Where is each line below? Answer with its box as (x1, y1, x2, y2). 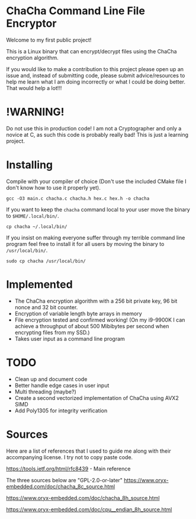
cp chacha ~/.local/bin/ (6, 223, 68, 229)
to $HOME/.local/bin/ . (6, 212, 59, 219)
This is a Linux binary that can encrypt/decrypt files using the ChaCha (6, 47, 177, 55)
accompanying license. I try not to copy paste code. (6, 453, 133, 460)
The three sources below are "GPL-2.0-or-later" (6, 476, 123, 483)
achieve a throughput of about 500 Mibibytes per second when (14, 322, 169, 329)
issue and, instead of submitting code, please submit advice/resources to (6, 72, 185, 79)
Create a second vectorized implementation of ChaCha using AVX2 (14, 394, 179, 401)
